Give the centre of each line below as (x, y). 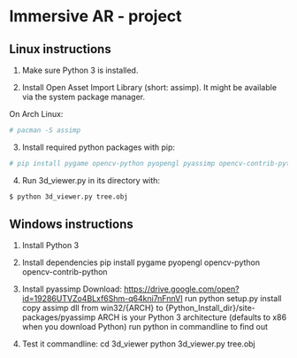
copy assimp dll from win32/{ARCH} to (92, 308)
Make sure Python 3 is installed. (80, 70)
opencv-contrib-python (65, 272)
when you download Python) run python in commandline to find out (145, 327)
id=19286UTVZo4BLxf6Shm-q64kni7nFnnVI (102, 299)
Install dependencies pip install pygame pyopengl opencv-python (141, 262)
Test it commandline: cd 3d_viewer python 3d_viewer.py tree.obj (139, 344)
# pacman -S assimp (45, 130)
